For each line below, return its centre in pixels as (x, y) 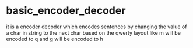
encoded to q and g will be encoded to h (55, 39)
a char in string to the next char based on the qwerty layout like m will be (93, 32)
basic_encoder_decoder (66, 11)
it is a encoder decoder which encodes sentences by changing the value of (96, 27)
